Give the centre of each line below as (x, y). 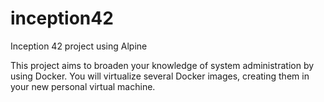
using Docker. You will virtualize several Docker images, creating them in (160, 76)
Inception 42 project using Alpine (79, 46)
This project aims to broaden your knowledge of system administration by (162, 65)
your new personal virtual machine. (83, 86)
